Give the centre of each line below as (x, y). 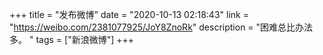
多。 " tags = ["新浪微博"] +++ (72, 39)
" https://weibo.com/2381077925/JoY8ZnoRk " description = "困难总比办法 (161, 27)
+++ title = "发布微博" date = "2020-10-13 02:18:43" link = (129, 14)
